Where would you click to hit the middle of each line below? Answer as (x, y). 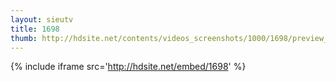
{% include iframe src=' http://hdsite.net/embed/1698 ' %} (128, 67)
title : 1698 (35, 29)
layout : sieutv (42, 19)
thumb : (24, 38)
